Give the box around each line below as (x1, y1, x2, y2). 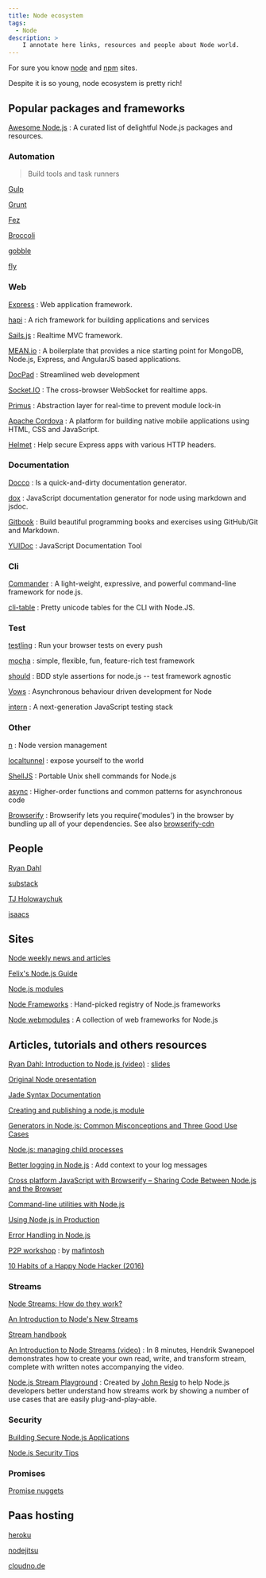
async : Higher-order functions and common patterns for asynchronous (8, 786, 243, 796)
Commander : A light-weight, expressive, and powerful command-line (8, 579, 237, 589)
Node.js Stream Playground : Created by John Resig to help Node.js (8, 1377, 230, 1387)
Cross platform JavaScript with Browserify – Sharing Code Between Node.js (8, 1175, 256, 1186)
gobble (8, 246, 32, 255)
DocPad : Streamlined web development (8, 369, 141, 379)
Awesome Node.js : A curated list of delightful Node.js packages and (8, 123, 233, 132)
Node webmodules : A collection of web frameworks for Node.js (8, 1015, 218, 1025)
